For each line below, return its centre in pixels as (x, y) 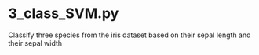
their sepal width (35, 43)
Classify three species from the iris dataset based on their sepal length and (129, 35)
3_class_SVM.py (64, 14)
